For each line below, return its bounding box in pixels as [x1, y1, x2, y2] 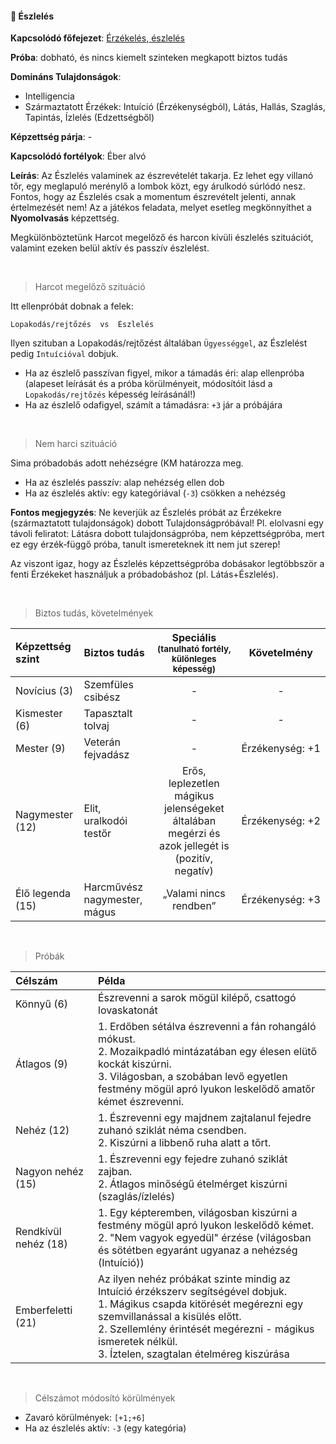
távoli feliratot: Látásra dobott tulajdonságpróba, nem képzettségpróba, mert [10, 528, 325, 540]
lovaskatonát [98, 1003, 158, 1017]
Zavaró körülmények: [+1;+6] [24, 1412, 147, 1424]
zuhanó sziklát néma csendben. [98, 1123, 247, 1137]
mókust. [98, 1032, 136, 1046]
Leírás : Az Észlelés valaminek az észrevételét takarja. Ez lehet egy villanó [10, 170, 314, 182]
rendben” [171, 899, 217, 913]
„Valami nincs [162, 887, 226, 901]
